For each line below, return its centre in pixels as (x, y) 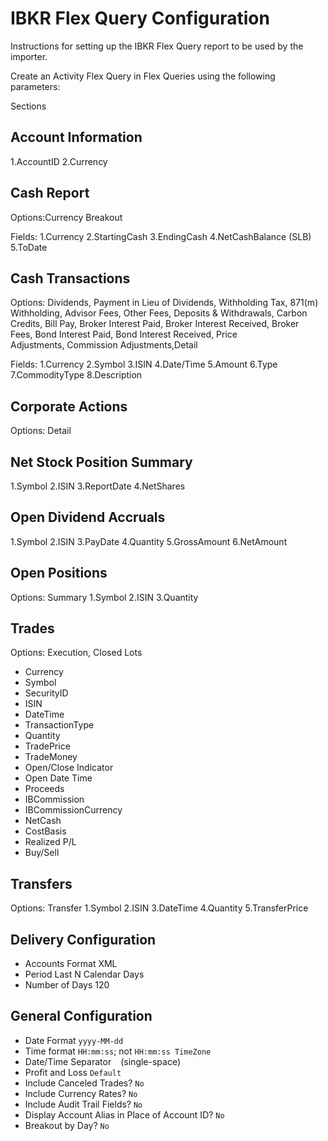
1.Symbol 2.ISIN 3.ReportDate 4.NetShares (98, 486)
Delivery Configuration (83, 939)
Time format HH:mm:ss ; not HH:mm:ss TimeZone (118, 1051)
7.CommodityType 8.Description (76, 375)
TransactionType (59, 725)
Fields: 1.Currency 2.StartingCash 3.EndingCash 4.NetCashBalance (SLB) (161, 236)
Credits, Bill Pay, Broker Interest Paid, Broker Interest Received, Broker (155, 324)
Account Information (76, 137)
